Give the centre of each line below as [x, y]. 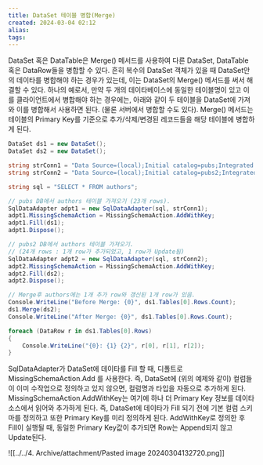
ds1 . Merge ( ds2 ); [34, 310]
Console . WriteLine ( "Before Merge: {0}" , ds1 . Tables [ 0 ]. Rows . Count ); [122, 303]
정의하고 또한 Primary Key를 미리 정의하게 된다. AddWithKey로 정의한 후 [134, 418]
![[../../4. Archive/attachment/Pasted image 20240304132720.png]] [116, 453]
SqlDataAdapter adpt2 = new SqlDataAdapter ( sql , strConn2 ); [108, 259]
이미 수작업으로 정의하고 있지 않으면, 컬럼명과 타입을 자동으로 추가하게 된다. [131, 388]
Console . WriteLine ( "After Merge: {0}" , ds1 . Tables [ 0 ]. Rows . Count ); [121, 317]
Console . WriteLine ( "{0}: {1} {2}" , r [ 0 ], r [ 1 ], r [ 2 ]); [113, 346]
